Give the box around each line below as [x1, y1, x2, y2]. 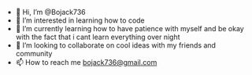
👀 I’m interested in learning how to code [15, 16, 146, 25]
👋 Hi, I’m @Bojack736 [15, 8, 87, 16]
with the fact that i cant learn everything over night [15, 32, 180, 41]
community [15, 49, 53, 58]
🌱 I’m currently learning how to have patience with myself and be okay [15, 24, 244, 33]
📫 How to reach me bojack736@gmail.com [15, 58, 157, 66]
